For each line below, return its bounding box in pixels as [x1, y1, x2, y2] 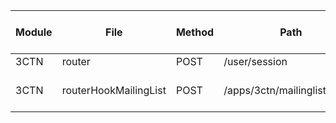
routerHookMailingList [61, 84, 167, 97]
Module [15, 25, 53, 39]
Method [175, 25, 215, 39]
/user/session [223, 55, 288, 68]
